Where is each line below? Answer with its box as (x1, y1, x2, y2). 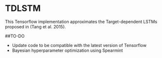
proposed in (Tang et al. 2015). (5, 23, 66, 29)
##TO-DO (5, 33, 25, 39)
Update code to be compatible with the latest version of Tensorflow (12, 42, 147, 48)
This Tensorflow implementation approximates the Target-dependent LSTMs (5, 19, 158, 24)
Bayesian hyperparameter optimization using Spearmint (12, 47, 123, 53)
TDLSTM (5, 3, 41, 14)
